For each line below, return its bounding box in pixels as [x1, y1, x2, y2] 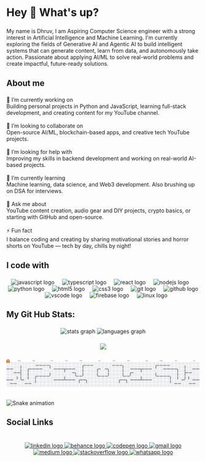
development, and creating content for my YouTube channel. [6, 109, 160, 117]
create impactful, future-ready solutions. [6, 60, 109, 67]
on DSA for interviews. [6, 187, 63, 195]
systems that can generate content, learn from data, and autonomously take [6, 47, 199, 55]
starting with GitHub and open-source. [6, 214, 104, 221]
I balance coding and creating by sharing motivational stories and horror [6, 236, 189, 243]
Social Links [6, 417, 54, 428]
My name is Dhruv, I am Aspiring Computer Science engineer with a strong [6, 28, 195, 35]
